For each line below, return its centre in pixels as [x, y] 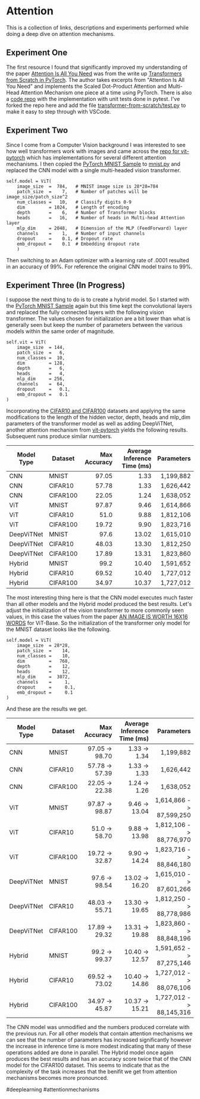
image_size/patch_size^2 [37, 197]
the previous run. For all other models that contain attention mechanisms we [99, 1034]
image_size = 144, [41, 348]
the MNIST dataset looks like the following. [59, 629]
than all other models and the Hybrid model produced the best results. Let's [99, 604]
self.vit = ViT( [26, 342]
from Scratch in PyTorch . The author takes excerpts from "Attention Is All [95, 79]
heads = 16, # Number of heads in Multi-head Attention [101, 218]
